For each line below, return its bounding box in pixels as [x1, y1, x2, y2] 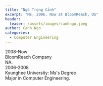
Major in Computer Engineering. [5, 75, 70, 81]
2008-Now [5, 48, 28, 55]
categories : [5, 30, 30, 35]
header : [5, 16, 21, 21]
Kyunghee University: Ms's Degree [5, 70, 76, 76]
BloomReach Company [5, 54, 52, 60]
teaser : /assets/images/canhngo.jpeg [9, 21, 88, 26]
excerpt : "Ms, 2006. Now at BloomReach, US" [5, 12, 99, 17]
